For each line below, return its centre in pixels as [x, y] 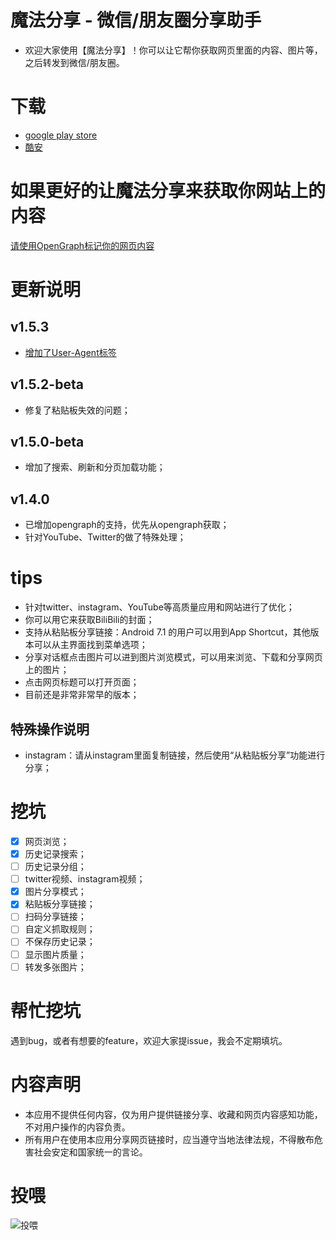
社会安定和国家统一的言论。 [90, 1152]
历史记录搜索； [55, 854]
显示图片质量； [55, 954]
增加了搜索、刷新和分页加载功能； [95, 467]
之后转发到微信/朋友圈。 [74, 62]
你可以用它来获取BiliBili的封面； [89, 620]
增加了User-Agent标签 [70, 352]
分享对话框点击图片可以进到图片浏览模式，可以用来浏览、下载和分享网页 [173, 657]
